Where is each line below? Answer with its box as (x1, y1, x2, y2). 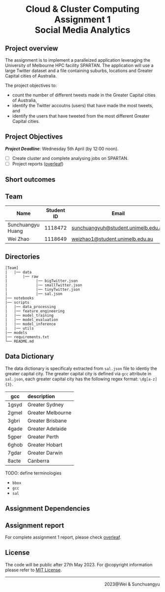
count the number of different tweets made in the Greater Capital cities (12, 92, 156, 98)
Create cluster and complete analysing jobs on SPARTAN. (12, 155, 129, 161)
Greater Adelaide (27, 425, 67, 432)
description (27, 393, 55, 399)
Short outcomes (5, 175, 55, 184)
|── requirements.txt (5, 334, 50, 339)
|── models (5, 330, 27, 335)
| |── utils (5, 326, 34, 331)
